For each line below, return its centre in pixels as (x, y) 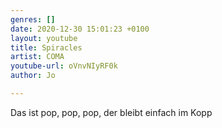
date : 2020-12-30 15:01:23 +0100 (80, 29)
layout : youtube (44, 38)
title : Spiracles (46, 47)
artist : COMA (37, 57)
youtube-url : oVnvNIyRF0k (64, 66)
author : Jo (33, 76)
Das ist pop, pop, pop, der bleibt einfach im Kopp (111, 112)
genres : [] (33, 19)
